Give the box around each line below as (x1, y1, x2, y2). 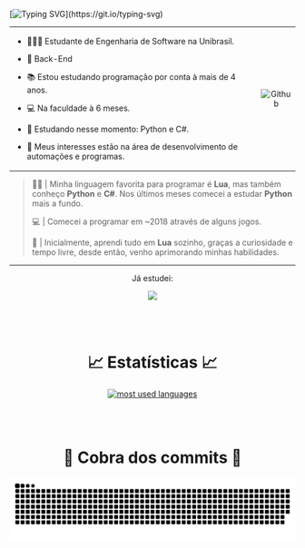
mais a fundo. (31, 198, 84, 209)
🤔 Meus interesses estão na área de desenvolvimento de (26, 141, 239, 152)
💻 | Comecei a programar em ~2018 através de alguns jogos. (31, 216, 261, 227)
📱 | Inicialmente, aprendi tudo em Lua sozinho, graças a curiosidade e (31, 237, 293, 249)
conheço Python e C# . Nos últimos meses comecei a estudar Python (31, 189, 293, 200)
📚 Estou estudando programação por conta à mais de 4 (26, 71, 236, 82)
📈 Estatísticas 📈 (87, 352, 218, 373)
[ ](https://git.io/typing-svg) (9, 9, 163, 19)
